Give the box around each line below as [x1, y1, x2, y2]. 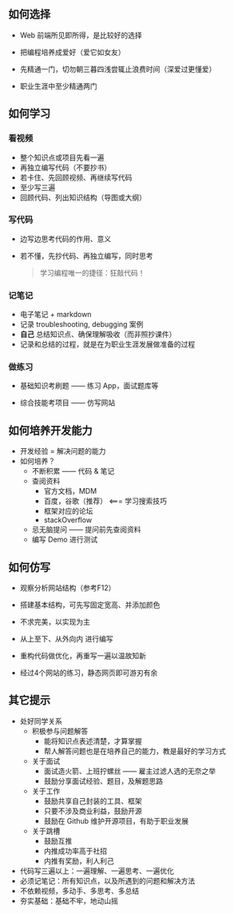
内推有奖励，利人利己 [43, 855, 114, 865]
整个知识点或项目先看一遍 [19, 153, 105, 162]
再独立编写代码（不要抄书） [19, 162, 112, 172]
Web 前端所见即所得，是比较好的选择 [19, 30, 142, 40]
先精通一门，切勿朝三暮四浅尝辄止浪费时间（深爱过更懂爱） [19, 64, 216, 73]
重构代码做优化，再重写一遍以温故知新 [19, 651, 146, 661]
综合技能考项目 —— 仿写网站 [19, 398, 116, 407]
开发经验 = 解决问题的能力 [19, 447, 106, 456]
